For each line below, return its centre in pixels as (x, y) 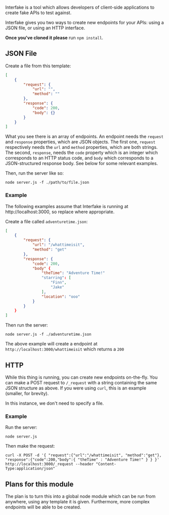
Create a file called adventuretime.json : (47, 221)
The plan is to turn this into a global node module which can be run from (80, 496)
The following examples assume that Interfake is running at (67, 206)
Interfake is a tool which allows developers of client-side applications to (80, 7)
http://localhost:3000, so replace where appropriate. (60, 212)
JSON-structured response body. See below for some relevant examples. (82, 164)
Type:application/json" (30, 469)
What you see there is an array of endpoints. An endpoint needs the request (84, 137)
